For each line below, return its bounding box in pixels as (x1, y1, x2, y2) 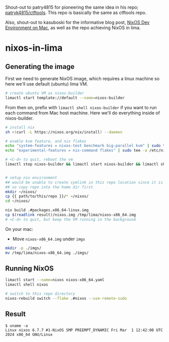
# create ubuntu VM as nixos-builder (5, 91, 84, 96)
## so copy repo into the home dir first (5, 185, 94, 190)
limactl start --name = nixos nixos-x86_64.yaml (5, 278, 105, 283)
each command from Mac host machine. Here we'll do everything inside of (5, 110, 160, 116)
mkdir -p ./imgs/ (5, 245, 42, 250)
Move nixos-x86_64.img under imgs (12, 236, 86, 242)
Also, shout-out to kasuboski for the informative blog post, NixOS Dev (5, 20, 150, 25)
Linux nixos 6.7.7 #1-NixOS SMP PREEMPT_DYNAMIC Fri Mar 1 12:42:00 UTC (5, 327, 163, 332)
